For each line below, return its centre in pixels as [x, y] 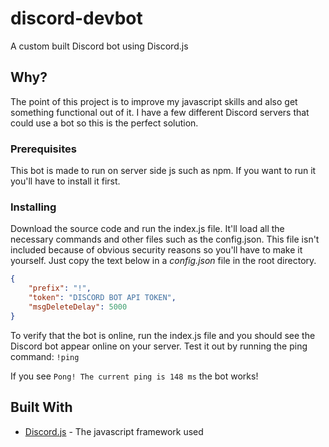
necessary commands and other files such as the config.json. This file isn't [165, 239]
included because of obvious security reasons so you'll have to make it [156, 250]
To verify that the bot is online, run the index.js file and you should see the [163, 335]
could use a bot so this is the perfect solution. [104, 123]
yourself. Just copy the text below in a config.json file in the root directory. [163, 261]
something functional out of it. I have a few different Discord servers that [160, 112]
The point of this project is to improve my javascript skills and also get [154, 101]
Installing [33, 207]
